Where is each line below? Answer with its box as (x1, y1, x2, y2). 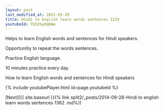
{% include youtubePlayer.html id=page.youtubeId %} (5, 85, 119, 91)
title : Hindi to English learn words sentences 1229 (5, 17, 120, 22)
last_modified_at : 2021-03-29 (5, 12, 70, 17)
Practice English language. (5, 55, 61, 61)
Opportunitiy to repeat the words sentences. (5, 45, 98, 51)
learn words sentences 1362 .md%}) (5, 100, 82, 106)
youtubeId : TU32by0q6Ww (5, 21, 56, 27)
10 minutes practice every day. (5, 65, 70, 71)
